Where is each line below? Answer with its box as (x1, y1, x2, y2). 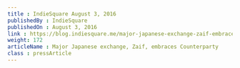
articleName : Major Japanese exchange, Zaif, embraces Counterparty (7, 43, 219, 50)
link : (7, 30, 27, 38)
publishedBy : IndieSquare (7, 17, 88, 24)
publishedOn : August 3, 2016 (7, 23, 98, 30)
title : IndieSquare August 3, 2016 (7, 10, 116, 18)
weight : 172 (7, 37, 43, 44)
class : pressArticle (7, 50, 72, 57)
